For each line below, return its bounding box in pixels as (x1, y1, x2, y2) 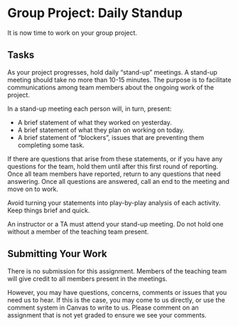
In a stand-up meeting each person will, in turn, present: (7, 104, 172, 113)
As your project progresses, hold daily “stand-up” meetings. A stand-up (7, 67, 218, 76)
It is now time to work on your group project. (7, 28, 137, 37)
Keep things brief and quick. (7, 206, 90, 214)
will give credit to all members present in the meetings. (7, 274, 168, 283)
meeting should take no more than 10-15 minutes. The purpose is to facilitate (7, 75, 232, 84)
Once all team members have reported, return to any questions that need (7, 169, 221, 178)
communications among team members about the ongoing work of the (7, 83, 215, 92)
